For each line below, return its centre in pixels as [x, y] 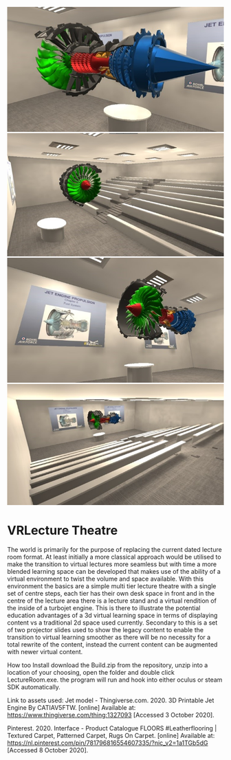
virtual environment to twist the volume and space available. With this [106, 579]
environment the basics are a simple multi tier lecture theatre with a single [112, 586]
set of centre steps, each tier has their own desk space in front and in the [111, 593]
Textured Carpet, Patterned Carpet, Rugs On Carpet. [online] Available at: [111, 735]
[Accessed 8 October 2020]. [48, 750]
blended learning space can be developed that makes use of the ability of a [114, 571]
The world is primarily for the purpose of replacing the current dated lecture [114, 549]
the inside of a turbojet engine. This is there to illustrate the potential [104, 607]
